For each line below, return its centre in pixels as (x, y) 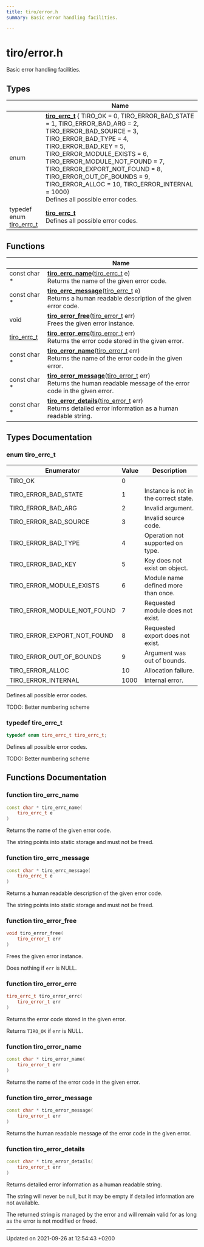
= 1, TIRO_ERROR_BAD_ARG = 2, (92, 124)
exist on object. (166, 568)
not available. (23, 1203)
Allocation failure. (169, 670)
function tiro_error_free (42, 921)
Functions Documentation (56, 778)
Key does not (163, 560)
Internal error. (164, 680)
